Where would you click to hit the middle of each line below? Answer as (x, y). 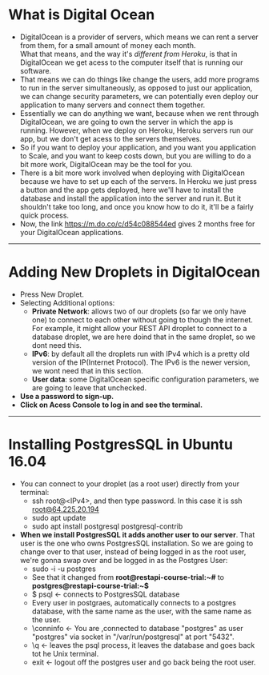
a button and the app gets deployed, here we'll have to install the (126, 190)
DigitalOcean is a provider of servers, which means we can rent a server (139, 37)
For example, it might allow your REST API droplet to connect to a (139, 328)
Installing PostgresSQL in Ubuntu (121, 445)
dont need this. (57, 345)
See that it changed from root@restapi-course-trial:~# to (128, 577)
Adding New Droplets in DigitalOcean (134, 272)
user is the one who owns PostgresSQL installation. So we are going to (137, 543)
